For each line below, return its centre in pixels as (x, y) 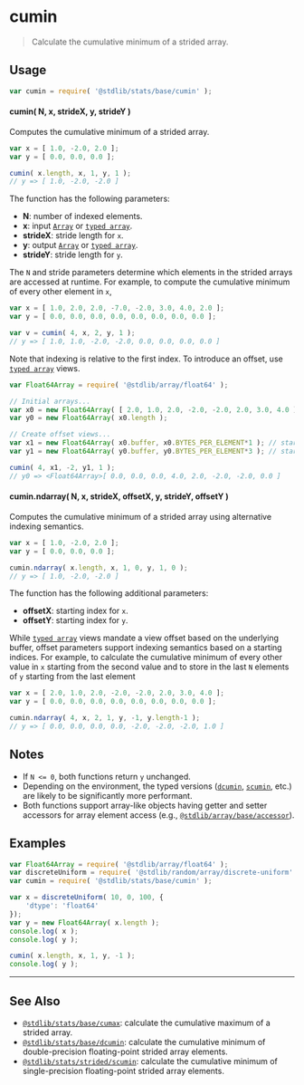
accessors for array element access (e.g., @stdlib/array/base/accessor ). (158, 815)
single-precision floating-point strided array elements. (123, 1071)
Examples (38, 844)
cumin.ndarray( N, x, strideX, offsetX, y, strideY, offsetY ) (119, 496)
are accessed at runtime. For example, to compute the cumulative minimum (150, 282)
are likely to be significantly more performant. (107, 795)
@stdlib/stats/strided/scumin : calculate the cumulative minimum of (150, 1061)
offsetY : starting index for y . (75, 620)
